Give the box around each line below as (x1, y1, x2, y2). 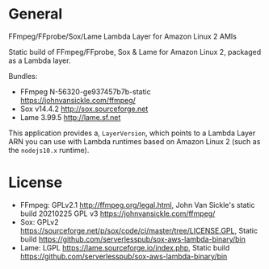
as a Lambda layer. (8, 56, 71, 65)
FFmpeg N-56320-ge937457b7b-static (19, 86, 151, 97)
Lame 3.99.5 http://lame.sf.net (19, 112, 121, 122)
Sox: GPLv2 (19, 217, 59, 226)
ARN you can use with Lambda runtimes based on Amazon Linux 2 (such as (8, 136, 261, 146)
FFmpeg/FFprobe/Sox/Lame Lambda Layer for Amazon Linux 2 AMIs (8, 31, 237, 41)
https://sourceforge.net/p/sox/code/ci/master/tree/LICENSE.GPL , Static (19, 226, 258, 235)
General (8, 5, 63, 23)
